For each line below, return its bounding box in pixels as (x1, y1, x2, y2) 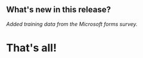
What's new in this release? (6, 5, 111, 15)
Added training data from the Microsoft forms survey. (6, 20, 138, 27)
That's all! (6, 41, 57, 54)
